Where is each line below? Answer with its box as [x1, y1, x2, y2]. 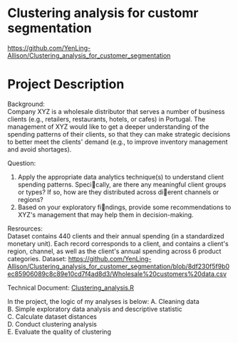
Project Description [7, 76, 125, 93]
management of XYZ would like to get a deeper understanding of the [7, 122, 209, 131]
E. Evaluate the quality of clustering [7, 327, 112, 336]
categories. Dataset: [7, 254, 67, 263]
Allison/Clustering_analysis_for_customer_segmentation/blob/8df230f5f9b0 [7, 262, 230, 270]
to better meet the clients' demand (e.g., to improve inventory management [7, 137, 228, 146]
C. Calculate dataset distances [7, 312, 98, 321]
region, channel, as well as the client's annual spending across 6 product [7, 247, 222, 255]
